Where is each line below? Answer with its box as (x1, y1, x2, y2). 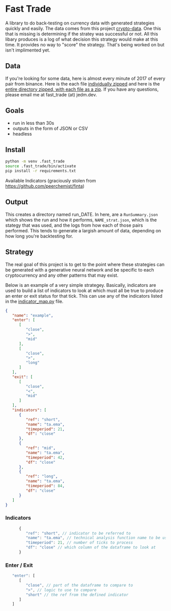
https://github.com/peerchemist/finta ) (5, 183, 85, 189)
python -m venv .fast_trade (5, 159, 65, 164)
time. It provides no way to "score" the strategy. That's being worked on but (5, 41, 164, 47)
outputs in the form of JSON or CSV (12, 125, 88, 131)
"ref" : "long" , (25, 474, 58, 479)
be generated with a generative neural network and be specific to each (5, 267, 154, 273)
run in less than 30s (12, 120, 54, 126)
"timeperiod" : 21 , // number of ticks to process (25, 540, 133, 545)
